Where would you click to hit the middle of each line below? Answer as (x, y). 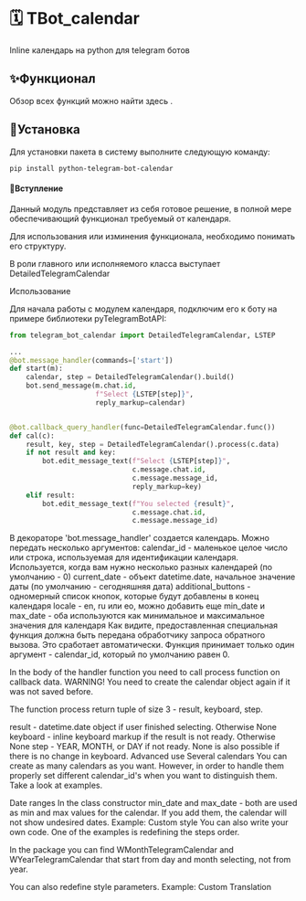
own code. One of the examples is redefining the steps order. (125, 832)
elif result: (51, 495)
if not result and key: (71, 453)
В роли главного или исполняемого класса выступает (115, 263)
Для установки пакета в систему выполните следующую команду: (140, 152)
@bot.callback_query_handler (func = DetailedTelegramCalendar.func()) (142, 427)
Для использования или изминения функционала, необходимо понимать (152, 236)
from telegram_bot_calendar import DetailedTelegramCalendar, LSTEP (142, 335)
